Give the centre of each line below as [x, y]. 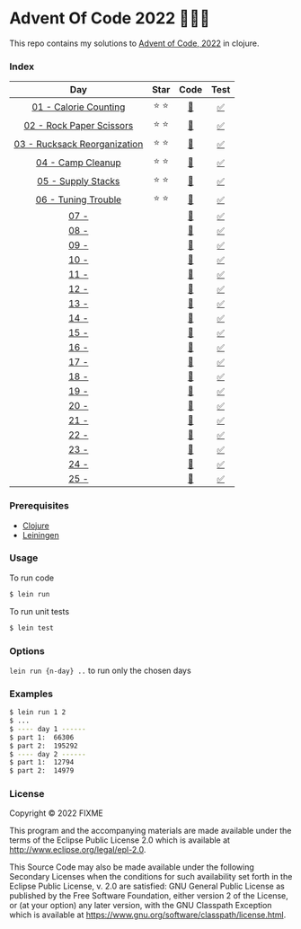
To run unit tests [40, 611]
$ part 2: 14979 [42, 771]
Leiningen [41, 535]
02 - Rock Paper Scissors [79, 125]
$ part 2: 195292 [44, 746]
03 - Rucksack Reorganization [79, 144]
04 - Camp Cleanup [78, 163]
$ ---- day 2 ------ [48, 754]
